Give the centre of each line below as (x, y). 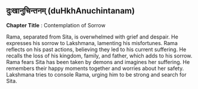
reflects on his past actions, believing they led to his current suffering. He (96, 49)
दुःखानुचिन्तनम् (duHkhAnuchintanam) (71, 11)
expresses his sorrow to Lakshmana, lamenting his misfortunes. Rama (92, 43)
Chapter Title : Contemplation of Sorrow (56, 25)
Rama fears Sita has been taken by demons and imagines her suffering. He (98, 62)
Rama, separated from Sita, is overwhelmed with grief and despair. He (92, 37)
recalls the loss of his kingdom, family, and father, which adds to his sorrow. (99, 55)
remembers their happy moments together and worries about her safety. (95, 68)
